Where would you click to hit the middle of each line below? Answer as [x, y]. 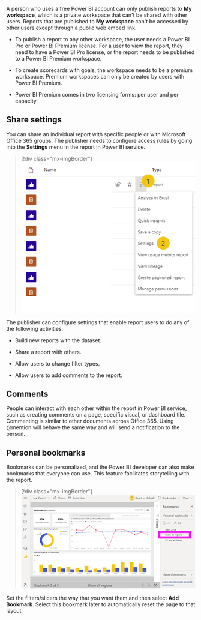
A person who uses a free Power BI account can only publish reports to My [99, 9]
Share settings [34, 120]
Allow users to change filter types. [57, 363]
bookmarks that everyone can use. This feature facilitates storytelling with [98, 474]
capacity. [26, 101]
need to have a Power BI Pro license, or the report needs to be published [105, 52]
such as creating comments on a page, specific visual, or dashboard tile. [96, 415]
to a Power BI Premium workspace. [58, 59]
